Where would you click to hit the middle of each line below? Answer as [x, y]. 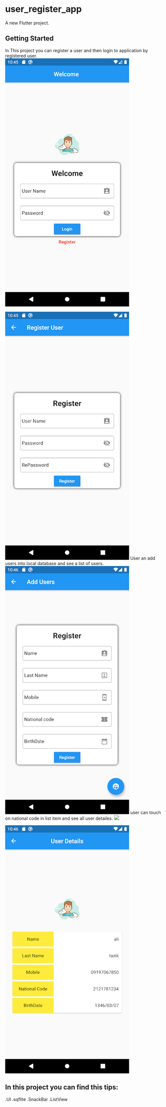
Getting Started [29, 38]
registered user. [21, 56]
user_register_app [43, 9]
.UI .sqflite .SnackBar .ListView [36, 1099]
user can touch [145, 812]
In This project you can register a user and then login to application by [77, 50]
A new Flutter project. [27, 23]
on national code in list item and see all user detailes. [59, 818]
